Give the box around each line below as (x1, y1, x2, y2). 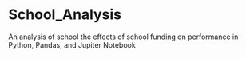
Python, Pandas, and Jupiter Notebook (8, 40, 136, 49)
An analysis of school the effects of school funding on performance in (8, 32, 239, 41)
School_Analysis (8, 6, 122, 24)
